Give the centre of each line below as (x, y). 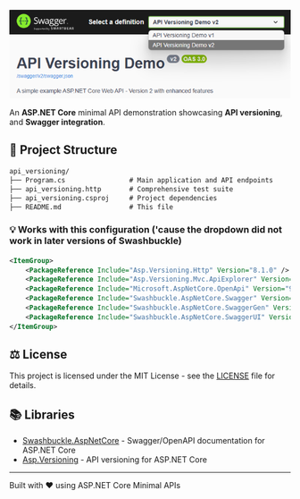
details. (23, 385)
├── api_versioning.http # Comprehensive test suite (121, 190)
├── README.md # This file (92, 207)
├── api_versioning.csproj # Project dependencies (113, 199)
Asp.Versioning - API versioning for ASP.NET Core (115, 460)
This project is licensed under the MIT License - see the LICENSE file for (142, 376)
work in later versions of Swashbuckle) (96, 241)
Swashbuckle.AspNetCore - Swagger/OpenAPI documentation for (143, 441)
